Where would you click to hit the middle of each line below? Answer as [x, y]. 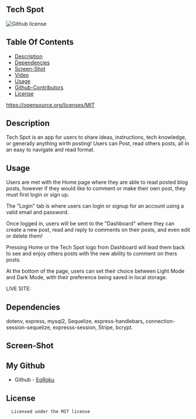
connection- [160, 321]
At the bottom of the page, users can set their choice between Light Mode [95, 271]
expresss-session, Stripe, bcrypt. [93, 328]
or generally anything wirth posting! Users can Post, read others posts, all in [97, 143]
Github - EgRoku [34, 380]
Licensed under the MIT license [51, 412]
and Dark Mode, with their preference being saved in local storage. [87, 277]
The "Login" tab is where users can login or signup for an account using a [95, 206]
